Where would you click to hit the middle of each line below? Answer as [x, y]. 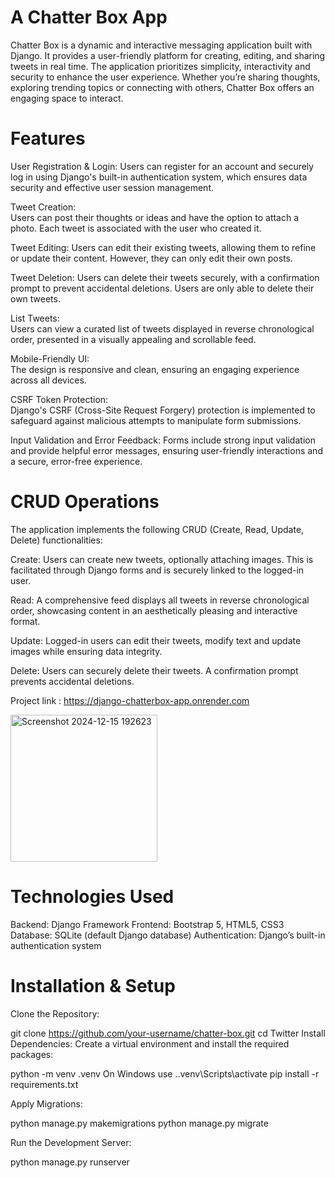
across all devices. [48, 380]
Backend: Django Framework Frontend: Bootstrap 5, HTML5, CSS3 [147, 924]
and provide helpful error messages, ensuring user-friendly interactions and [166, 450]
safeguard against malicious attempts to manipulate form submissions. [156, 420]
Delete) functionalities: [56, 540]
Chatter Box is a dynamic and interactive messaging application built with [161, 45]
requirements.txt [44, 1084]
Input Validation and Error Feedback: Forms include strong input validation [163, 440]
